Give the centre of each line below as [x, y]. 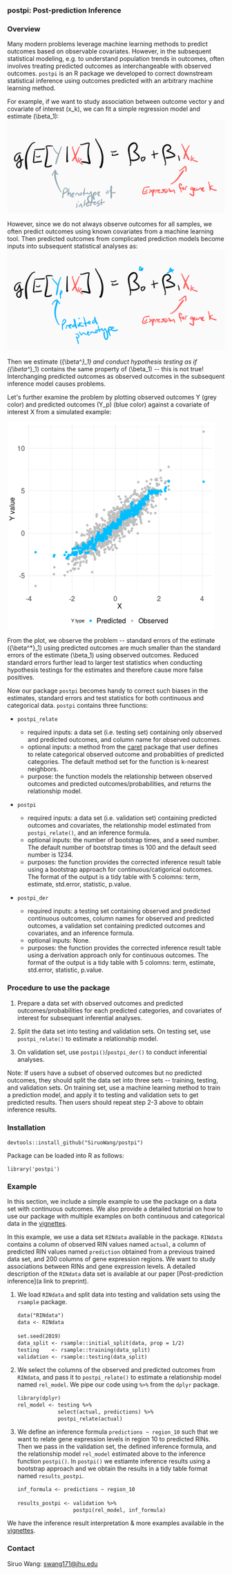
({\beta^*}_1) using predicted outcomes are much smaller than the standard [114, 648]
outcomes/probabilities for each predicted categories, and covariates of [119, 1011]
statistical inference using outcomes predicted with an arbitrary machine [110, 81]
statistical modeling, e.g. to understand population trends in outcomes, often [116, 59]
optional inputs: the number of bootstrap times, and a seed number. [123, 840]
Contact [21, 1549]
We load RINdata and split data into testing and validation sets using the [119, 1294]
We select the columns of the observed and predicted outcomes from [116, 1370]
